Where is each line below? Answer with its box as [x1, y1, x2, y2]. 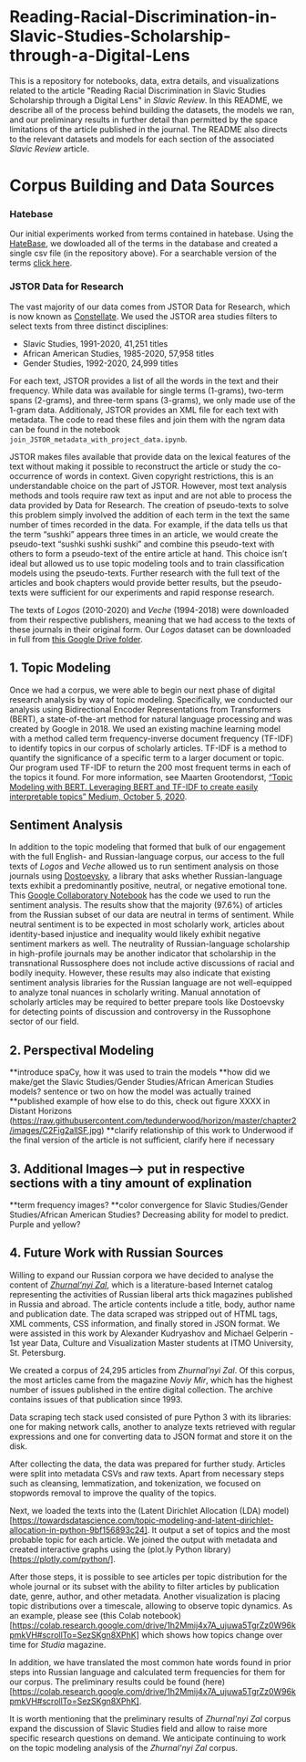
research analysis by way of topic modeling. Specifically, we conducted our [9, 693, 293, 704]
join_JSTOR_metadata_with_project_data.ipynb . [9, 433, 188, 444]
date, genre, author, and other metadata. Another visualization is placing [9, 1590, 280, 1601]
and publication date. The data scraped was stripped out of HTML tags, [9, 1308, 278, 1319]
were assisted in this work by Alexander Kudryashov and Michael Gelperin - [9, 1328, 294, 1339]
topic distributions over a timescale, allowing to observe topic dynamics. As [9, 1600, 293, 1611]
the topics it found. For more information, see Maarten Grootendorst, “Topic [9, 771, 293, 782]
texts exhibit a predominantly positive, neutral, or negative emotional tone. [9, 881, 288, 891]
